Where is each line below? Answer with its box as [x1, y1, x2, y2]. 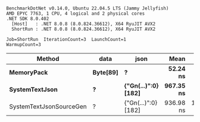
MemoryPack [9, 69, 48, 76]
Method [36, 54, 60, 63]
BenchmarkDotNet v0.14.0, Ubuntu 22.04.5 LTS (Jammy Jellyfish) [6, 5, 169, 11]
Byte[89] [92, 69, 119, 76]
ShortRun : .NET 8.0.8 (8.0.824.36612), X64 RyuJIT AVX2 [11, 26, 156, 32]
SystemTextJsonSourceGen [9, 102, 87, 110]
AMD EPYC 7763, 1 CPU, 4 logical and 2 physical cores [6, 11, 145, 17]
